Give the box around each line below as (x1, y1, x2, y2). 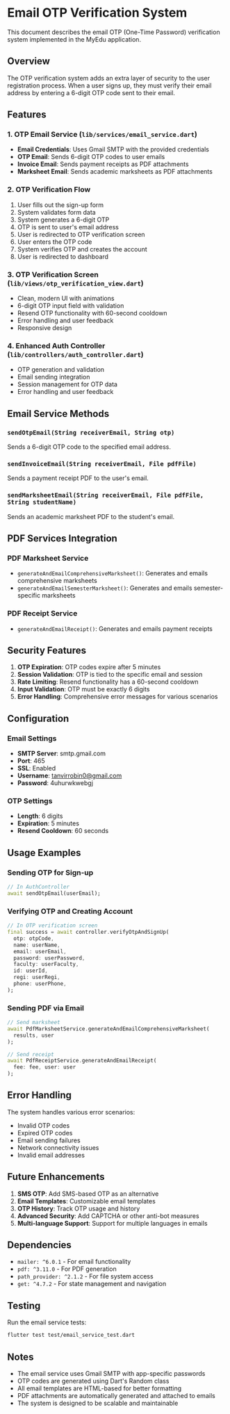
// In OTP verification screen (7, 922, 98, 929)
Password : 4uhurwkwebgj (17, 779, 94, 787)
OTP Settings (7, 796, 53, 806)
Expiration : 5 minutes (17, 819, 80, 828)
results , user (13, 1032, 54, 1039)
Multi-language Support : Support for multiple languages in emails (17, 1219, 208, 1227)
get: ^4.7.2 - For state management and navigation (17, 1280, 167, 1288)
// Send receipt (7, 1051, 54, 1058)
